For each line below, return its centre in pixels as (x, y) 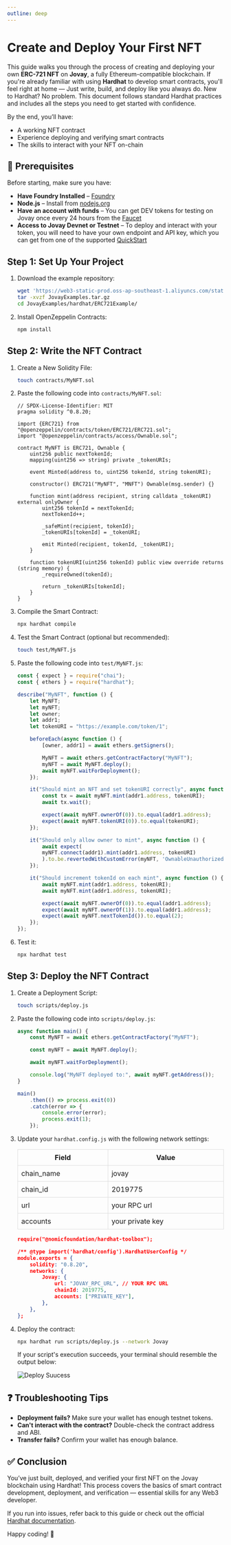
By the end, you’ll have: (40, 116)
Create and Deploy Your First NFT (104, 47)
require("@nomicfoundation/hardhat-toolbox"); (85, 1240)
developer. (22, 1500)
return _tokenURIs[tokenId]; (84, 587)
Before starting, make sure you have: (59, 183)
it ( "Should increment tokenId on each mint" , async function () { (127, 878)
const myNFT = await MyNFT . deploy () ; (84, 1050)
